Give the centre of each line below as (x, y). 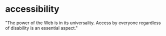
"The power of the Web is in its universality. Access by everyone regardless (83, 23)
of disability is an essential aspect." (41, 28)
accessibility (32, 9)
